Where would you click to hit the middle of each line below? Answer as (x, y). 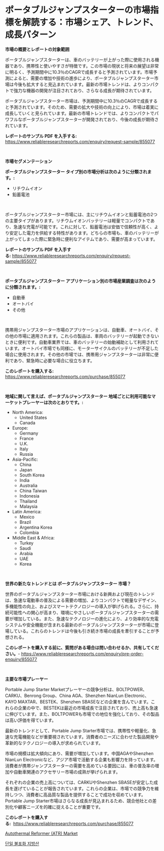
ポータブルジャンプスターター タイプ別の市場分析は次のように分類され (76, 172)
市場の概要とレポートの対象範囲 (37, 49)
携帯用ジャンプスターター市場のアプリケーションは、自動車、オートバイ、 (80, 330)
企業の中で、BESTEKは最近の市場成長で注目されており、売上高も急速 (88, 708)
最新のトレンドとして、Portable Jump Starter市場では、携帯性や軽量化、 (79, 730)
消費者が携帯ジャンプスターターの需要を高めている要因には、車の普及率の (80, 765)
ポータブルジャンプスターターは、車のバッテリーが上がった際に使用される (80, 60)
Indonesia (29, 496)
